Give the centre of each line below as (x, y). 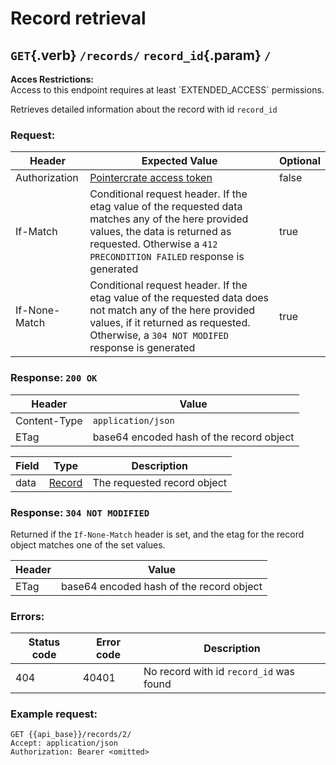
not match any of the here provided (172, 310)
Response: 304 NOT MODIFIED (80, 512)
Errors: (27, 616)
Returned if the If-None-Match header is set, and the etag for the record (157, 534)
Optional (299, 161)
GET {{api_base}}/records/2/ (71, 735)
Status (44, 642)
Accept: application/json (64, 743)
